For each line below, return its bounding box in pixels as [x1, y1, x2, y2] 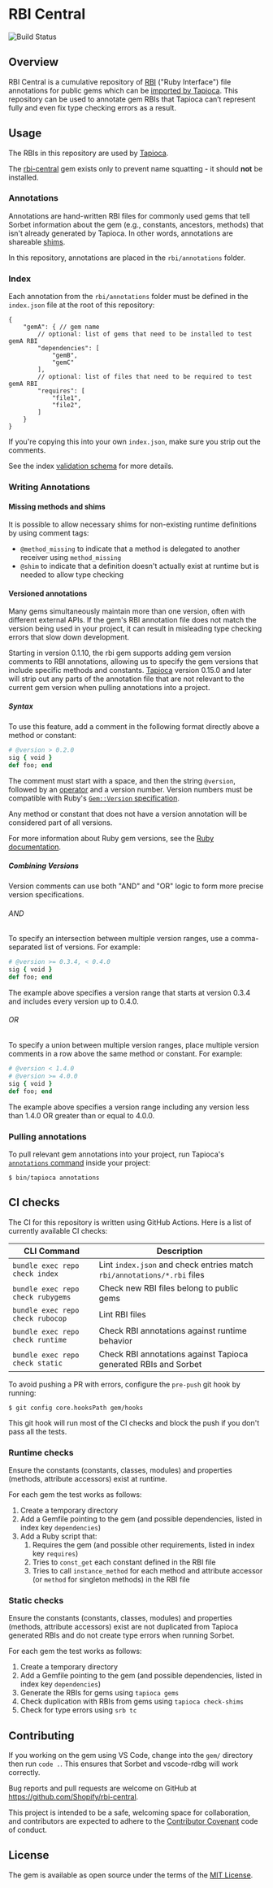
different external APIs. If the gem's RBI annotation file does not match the [8, 615, 258, 625]
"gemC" [51, 358, 75, 367]
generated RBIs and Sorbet [98, 1358, 202, 1369]
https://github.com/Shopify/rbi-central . [8, 1792, 139, 1802]
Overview [8, 55, 59, 69]
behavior [98, 1335, 132, 1346]
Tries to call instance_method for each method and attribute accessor [32, 1565, 263, 1575]
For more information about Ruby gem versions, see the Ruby [8, 834, 214, 844]
